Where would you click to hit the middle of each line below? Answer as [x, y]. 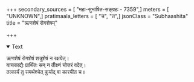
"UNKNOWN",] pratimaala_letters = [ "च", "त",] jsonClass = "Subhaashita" [97, 16]
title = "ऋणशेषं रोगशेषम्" [32, 23]
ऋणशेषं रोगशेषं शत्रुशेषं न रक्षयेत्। [38, 58]
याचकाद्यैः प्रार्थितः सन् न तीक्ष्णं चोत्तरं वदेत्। [46, 65]
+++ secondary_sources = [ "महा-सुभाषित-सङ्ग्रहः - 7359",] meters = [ [88, 9]
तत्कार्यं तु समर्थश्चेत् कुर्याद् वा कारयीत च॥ [46, 72]
